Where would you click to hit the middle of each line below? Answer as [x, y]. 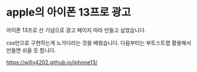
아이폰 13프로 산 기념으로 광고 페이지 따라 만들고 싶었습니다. [76, 30]
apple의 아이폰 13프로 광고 [68, 12]
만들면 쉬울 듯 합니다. [31, 50]
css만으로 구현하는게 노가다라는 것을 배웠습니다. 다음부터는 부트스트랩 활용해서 [99, 43]
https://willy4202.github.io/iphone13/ [52, 62]
